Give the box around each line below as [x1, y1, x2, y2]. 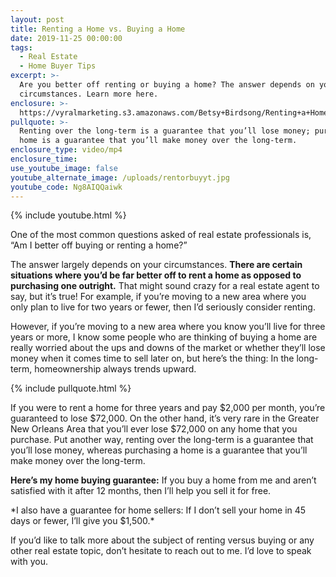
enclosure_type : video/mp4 [10, 145, 123, 155]
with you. [10, 556, 48, 568]
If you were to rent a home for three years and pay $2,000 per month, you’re [10, 402, 326, 414]
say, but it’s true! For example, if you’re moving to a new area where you [10, 291, 307, 303]
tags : [10, 42, 33, 53]
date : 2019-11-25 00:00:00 [10, 33, 123, 43]
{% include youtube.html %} [10, 209, 127, 221]
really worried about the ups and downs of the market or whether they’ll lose [10, 342, 326, 354]
